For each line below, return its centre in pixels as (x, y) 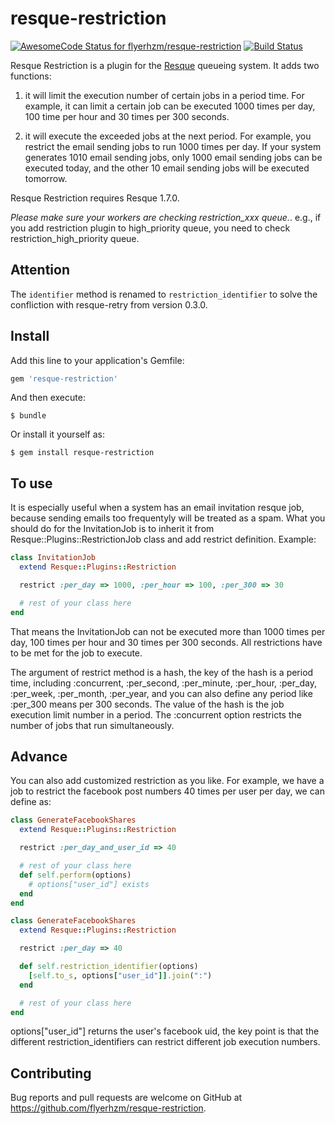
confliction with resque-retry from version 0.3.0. (109, 304)
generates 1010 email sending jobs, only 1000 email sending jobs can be (173, 157)
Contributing (51, 1073)
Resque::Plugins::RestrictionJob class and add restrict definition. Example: (163, 539)
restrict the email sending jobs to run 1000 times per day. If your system (173, 146)
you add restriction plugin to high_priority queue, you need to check (150, 228)
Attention (40, 270)
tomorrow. (46, 178)
